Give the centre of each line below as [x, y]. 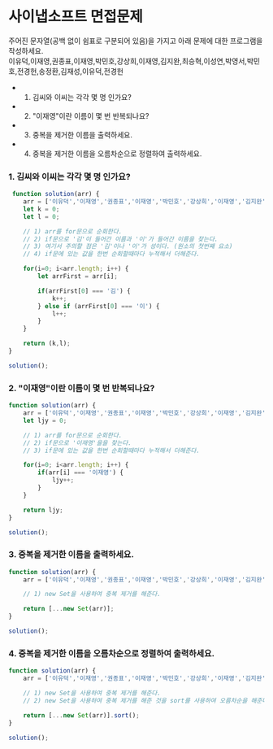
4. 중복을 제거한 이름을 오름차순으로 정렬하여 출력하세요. [112, 653]
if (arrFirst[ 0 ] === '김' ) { [84, 291]
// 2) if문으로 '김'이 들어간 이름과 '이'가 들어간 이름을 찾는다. [121, 239]
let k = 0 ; [41, 209]
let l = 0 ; [41, 216]
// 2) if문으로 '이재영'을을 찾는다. [78, 443]
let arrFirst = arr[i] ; [78, 277]
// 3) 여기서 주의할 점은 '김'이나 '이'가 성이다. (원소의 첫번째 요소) [128, 246]
